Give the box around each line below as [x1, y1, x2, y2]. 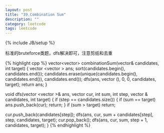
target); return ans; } [5, 81, 48, 88]
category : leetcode [5, 21, 46, 27]
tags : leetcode [5, 26, 37, 31]
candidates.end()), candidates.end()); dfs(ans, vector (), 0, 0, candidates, [5, 76, 156, 82]
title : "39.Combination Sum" [5, 12, 66, 17]
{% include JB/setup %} [5, 40, 55, 46]
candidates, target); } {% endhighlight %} [5, 122, 91, 128]
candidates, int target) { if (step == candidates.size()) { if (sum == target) [5, 96, 156, 103]
